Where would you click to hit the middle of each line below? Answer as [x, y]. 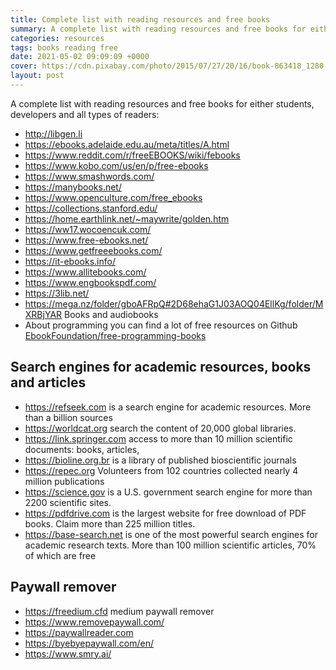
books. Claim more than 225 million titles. [110, 523]
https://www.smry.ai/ [68, 653]
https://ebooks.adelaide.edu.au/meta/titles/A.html [127, 144]
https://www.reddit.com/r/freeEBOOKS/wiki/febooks [132, 155]
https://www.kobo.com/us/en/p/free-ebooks [116, 165]
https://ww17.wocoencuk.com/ [88, 229]
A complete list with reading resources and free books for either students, [162, 103]
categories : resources [57, 38]
